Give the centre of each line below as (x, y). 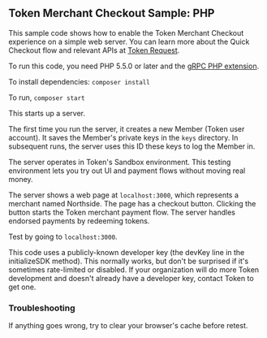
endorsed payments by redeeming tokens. (79, 221)
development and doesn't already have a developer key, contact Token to (131, 278)
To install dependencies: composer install (79, 81)
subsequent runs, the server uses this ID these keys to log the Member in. (132, 146)
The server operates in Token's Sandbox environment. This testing (120, 162)
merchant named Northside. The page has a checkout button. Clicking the (132, 203)
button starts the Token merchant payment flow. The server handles (122, 212)
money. (21, 179)
